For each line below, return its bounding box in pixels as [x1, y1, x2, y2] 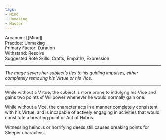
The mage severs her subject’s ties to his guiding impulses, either [5, 70, 139, 76]
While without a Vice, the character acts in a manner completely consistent [5, 104, 158, 110]
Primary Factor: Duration [5, 45, 55, 51]
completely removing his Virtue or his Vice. [5, 75, 93, 81]
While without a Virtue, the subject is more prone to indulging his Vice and [5, 90, 156, 95]
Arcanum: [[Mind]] [5, 35, 43, 41]
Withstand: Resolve [5, 50, 44, 56]
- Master [5, 21, 23, 26]
